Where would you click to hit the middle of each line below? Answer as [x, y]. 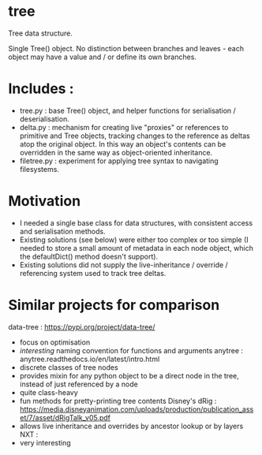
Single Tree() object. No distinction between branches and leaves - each [126, 48]
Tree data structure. [41, 33]
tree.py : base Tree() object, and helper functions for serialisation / [128, 110]
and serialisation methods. [62, 231]
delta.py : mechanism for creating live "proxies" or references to [124, 127]
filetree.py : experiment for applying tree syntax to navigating [119, 161]
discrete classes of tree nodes [69, 367]
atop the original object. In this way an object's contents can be [123, 144]
